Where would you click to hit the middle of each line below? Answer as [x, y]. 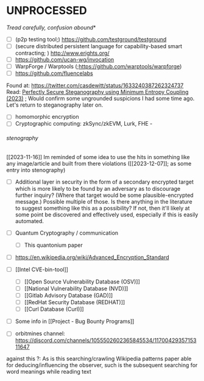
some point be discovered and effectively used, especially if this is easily [107, 215]
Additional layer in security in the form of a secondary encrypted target [104, 182]
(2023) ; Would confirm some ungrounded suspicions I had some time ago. [100, 99]
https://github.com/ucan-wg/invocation [65, 60]
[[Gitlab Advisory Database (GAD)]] [69, 296]
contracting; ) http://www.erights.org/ [62, 53]
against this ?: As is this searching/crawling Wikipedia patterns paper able [99, 359]
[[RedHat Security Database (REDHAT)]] [75, 302]
